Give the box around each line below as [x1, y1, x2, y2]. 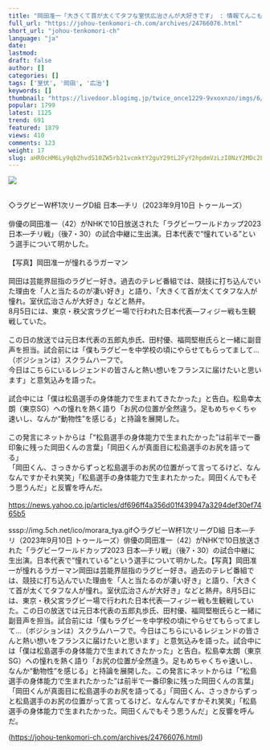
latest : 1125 [8, 109, 52, 117]
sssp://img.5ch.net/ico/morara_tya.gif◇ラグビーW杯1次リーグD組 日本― [8, 526, 249, 535]
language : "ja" [8, 34, 59, 43]
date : [8, 42, 27, 50]
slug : [8, 154, 27, 162]
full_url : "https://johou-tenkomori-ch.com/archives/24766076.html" [8, 19, 243, 27]
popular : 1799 [8, 101, 56, 109]
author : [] [8, 64, 45, 72]
